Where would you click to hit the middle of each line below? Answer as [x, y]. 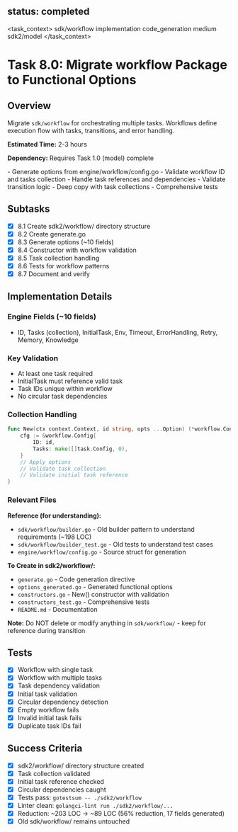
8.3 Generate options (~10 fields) [66, 242]
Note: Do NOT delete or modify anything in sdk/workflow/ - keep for [107, 623]
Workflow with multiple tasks [60, 678]
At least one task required [55, 374]
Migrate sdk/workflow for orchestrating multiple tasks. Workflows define [112, 122]
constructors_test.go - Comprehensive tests [84, 602]
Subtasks [29, 209]
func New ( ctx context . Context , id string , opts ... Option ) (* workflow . [115, 429]
